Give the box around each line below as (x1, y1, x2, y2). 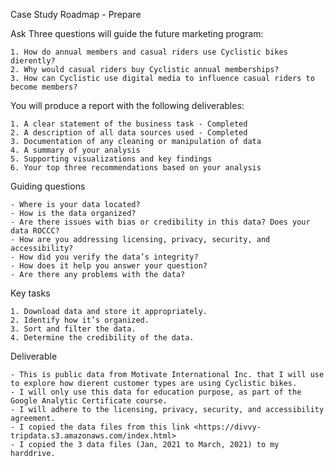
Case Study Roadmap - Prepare (10, 9, 142, 20)
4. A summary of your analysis (10, 145, 141, 155)
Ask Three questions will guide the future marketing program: (10, 28, 264, 39)
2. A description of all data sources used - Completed (10, 128, 248, 138)
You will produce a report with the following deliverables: (10, 100, 245, 111)
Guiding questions (10, 180, 86, 192)
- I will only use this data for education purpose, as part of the (10, 387, 302, 397)
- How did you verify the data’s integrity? (10, 252, 199, 262)
